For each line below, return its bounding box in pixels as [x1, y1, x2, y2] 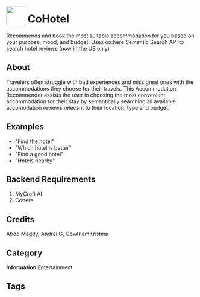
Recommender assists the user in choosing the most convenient [6, 91, 166, 98]
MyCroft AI [14, 190, 42, 197]
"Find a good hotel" [14, 150, 64, 158]
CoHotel [27, 12, 69, 26]
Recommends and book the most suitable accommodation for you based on [6, 32, 195, 39]
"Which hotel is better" [14, 144, 72, 151]
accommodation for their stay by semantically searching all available [6, 97, 177, 105]
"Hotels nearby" [14, 157, 55, 164]
